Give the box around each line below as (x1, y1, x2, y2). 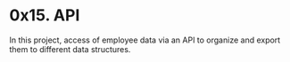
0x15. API (9, 5, 80, 26)
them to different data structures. (9, 43, 131, 54)
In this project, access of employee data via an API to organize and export (9, 35, 281, 45)
